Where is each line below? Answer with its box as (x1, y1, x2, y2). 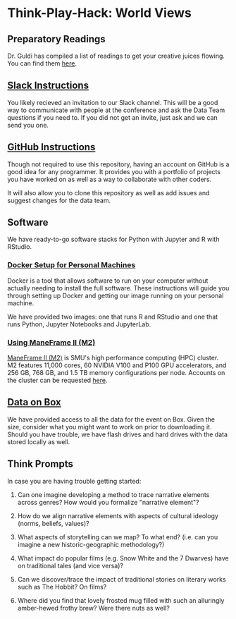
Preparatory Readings (7, 33, 106, 45)
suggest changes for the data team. (7, 196, 111, 204)
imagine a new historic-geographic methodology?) (17, 540, 165, 548)
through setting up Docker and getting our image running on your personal (7, 291, 224, 300)
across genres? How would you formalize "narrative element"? (17, 498, 199, 506)
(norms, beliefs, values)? (17, 519, 89, 527)
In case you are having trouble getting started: (7, 477, 142, 485)
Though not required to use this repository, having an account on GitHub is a (7, 160, 230, 168)
